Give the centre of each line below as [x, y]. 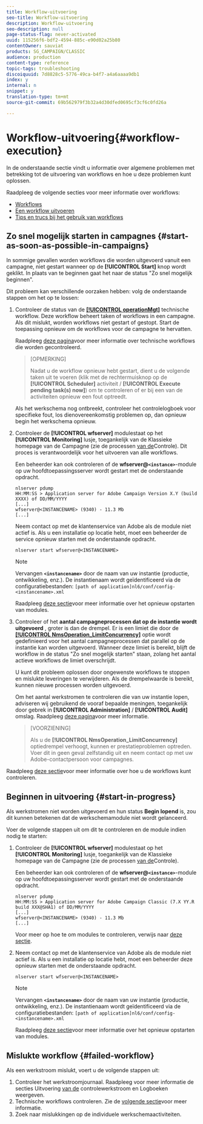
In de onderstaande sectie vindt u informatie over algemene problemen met [101, 167]
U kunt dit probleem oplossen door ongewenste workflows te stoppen [102, 672]
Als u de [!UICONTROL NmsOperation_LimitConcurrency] [104, 740]
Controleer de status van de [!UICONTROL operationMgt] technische [102, 310]
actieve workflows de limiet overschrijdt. [65, 661]
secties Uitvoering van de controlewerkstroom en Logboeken [92, 1088]
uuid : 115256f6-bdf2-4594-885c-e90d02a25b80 [63, 40]
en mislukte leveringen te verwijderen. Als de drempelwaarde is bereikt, [104, 679]
